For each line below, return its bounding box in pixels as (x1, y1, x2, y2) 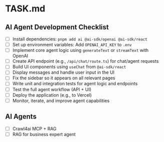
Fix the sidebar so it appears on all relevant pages (12, 75, 115, 81)
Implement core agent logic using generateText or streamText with (12, 47, 149, 53)
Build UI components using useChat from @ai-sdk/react (12, 64, 126, 70)
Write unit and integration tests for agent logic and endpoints (12, 81, 138, 87)
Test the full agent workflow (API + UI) (12, 86, 91, 92)
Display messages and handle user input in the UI (12, 69, 115, 75)
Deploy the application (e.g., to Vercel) (12, 92, 92, 98)
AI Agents (5, 113, 36, 121)
